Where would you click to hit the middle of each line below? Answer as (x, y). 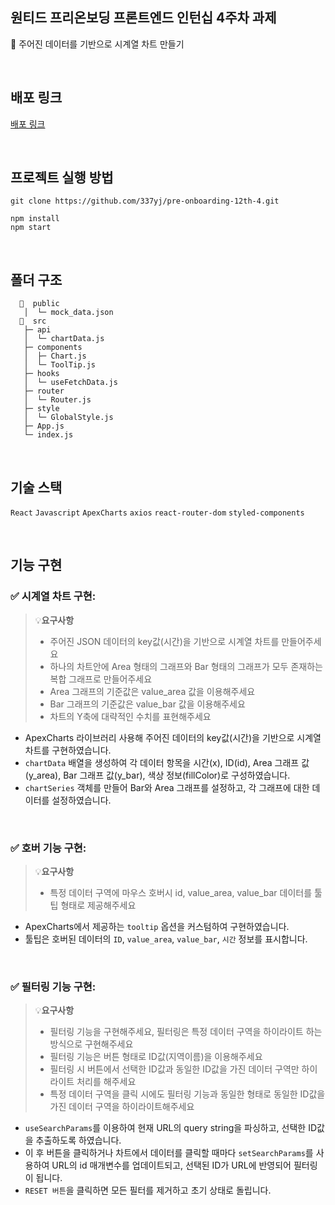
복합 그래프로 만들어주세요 (101, 679)
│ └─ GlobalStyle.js (68, 418)
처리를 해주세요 (106, 1082)
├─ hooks (41, 374)
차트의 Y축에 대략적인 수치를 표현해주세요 (130, 716)
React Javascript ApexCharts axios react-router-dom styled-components (157, 513)
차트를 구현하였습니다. (68, 750)
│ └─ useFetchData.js (70, 383)
